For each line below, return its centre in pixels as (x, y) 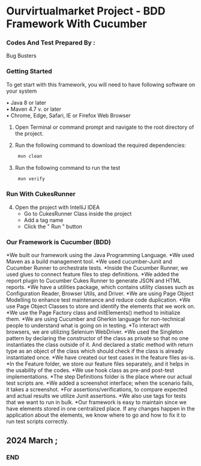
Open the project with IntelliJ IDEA (57, 207)
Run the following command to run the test (67, 167)
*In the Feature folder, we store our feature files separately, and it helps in (97, 364)
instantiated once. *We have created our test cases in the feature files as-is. (100, 358)
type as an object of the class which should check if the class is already (95, 351)
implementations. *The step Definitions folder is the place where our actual (99, 377)
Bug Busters (22, 56)
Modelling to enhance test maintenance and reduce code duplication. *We (98, 300)
